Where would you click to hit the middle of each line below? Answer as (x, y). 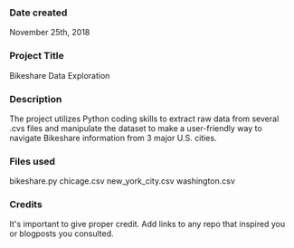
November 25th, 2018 (50, 33)
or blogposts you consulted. (62, 234)
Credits (26, 205)
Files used (33, 161)
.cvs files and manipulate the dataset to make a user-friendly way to (136, 128)
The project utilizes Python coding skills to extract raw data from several (144, 119)
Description (36, 99)
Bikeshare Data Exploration (60, 75)
